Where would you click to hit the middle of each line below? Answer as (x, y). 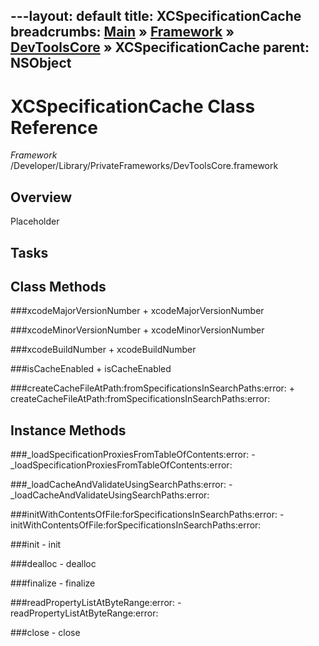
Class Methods (58, 286)
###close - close (45, 633)
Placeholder (35, 221)
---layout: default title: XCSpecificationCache (156, 16)
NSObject (41, 63)
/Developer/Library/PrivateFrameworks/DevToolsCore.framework (144, 166)
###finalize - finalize (53, 583)
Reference (54, 127)
